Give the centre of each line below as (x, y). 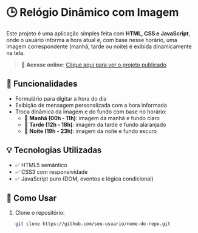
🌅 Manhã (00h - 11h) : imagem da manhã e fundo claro (92, 118)
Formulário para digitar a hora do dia (61, 98)
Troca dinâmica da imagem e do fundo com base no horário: (91, 112)
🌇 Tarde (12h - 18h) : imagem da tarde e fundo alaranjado (95, 124)
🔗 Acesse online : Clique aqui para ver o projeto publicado (94, 65)
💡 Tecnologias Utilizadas (54, 150)
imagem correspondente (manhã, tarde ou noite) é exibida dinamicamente (99, 46)
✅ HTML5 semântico (41, 165)
